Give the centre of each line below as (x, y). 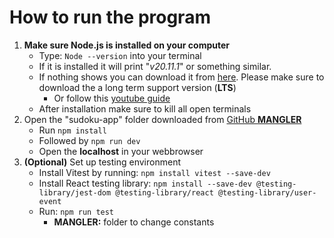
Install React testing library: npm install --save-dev (145, 183)
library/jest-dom (75, 192)
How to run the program (110, 17)
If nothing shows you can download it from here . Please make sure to (181, 77)
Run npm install (72, 130)
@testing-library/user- (267, 192)
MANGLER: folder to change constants (134, 222)
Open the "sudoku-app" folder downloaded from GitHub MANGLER (162, 119)
